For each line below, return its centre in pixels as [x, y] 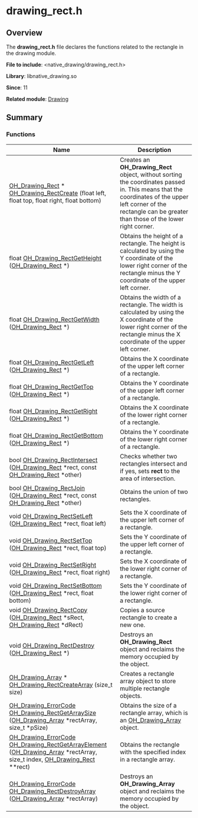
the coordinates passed [153, 182]
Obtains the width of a [151, 297]
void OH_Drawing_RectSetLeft [51, 516]
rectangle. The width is [152, 305]
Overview [24, 33]
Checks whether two [149, 456]
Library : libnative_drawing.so [42, 76]
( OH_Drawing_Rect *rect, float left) [58, 523]
